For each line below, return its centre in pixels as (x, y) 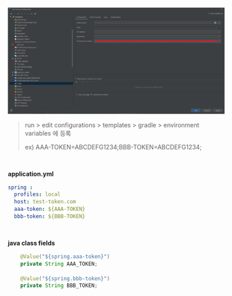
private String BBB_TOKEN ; (59, 286)
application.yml (31, 174)
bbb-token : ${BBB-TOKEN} (50, 216)
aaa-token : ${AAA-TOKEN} (50, 209)
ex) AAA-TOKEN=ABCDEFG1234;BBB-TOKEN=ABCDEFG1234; (113, 147)
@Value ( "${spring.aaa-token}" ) (65, 257)
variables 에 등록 (48, 133)
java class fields (31, 243)
